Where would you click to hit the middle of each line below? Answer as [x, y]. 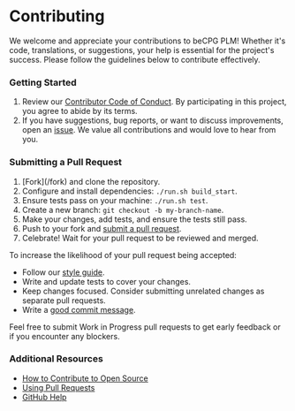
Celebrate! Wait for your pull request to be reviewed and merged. [140, 238]
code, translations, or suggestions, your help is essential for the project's [142, 49]
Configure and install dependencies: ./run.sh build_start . [130, 191]
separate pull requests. [64, 300]
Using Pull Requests [58, 387]
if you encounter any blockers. [65, 336]
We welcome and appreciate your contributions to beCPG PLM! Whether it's [147, 41]
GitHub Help [44, 397]
